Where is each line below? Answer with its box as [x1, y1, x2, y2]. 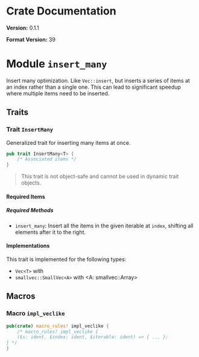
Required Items [6, 193, 45, 200]
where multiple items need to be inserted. [6, 89, 110, 97]
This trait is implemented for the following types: [6, 255, 127, 263]
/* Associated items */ [17, 156, 77, 162]
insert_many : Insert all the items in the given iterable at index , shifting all [14, 222, 194, 229]
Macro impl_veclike [6, 309, 65, 318]
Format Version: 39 [6, 36, 56, 43]
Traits [6, 107, 29, 118]
